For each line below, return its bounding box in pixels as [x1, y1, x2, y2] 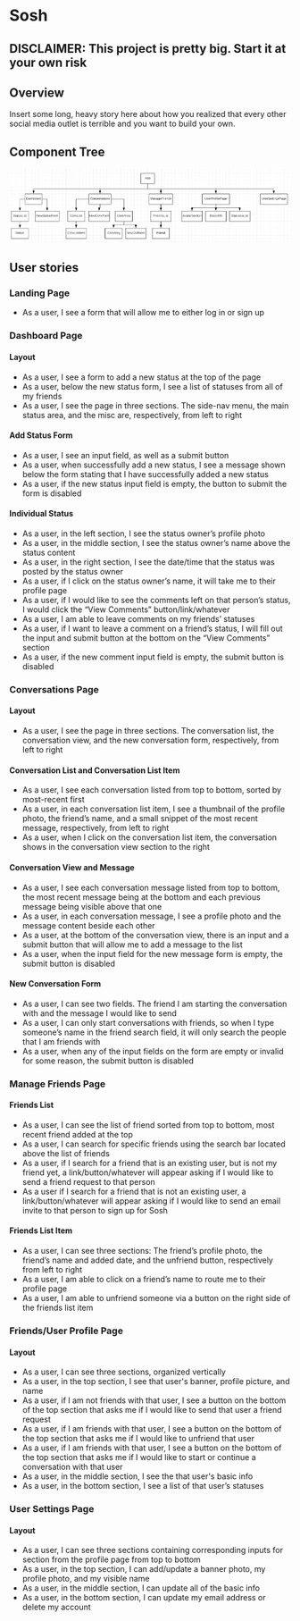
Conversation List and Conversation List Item [9, 765, 180, 776]
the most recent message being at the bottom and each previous [21, 891, 261, 903]
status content [21, 547, 76, 558]
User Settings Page [9, 1503, 95, 1516]
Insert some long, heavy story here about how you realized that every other [9, 109, 287, 120]
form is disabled [21, 488, 82, 499]
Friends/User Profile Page [9, 1324, 123, 1337]
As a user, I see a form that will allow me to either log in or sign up [21, 307, 265, 318]
